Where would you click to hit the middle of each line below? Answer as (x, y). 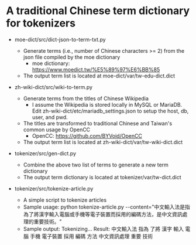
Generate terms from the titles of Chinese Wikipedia (86, 98)
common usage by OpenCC (57, 130)
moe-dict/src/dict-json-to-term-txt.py (60, 39)
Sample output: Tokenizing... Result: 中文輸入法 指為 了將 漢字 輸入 (104, 229)
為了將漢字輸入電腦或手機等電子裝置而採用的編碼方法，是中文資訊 (103, 214)
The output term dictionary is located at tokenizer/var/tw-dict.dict (102, 177)
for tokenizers (41, 23)
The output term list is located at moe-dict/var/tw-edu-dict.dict (99, 76)
